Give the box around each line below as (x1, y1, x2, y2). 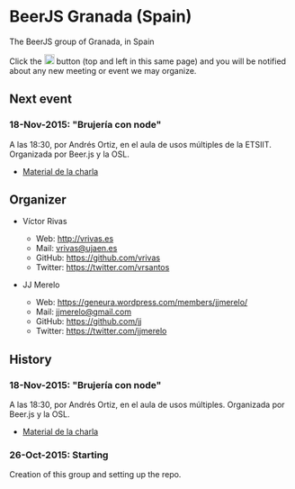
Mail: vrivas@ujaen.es (35, 243, 118, 254)
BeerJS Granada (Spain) (9, 6, 192, 27)
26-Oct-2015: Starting (9, 448, 109, 461)
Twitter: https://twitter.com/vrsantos (35, 262, 170, 273)
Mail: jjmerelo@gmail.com (35, 306, 132, 317)
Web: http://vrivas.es (35, 233, 114, 244)
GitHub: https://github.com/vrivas (35, 252, 160, 263)
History (9, 351, 52, 367)
